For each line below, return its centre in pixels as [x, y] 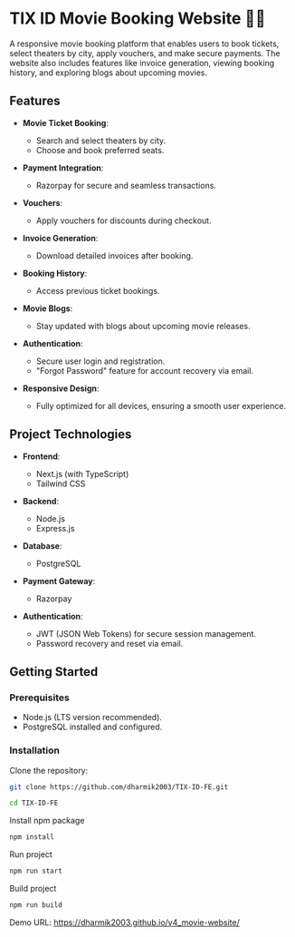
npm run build [36, 905]
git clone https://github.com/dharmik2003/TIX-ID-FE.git [119, 787]
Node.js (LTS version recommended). [92, 717]
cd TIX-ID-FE [34, 803]
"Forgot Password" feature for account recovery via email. [145, 370]
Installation [35, 750]
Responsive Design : [61, 388]
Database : [42, 546]
